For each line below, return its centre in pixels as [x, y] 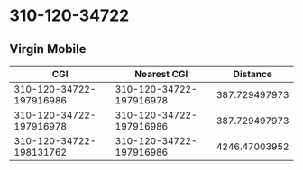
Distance [253, 74]
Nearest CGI [161, 74]
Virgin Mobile [48, 49]
